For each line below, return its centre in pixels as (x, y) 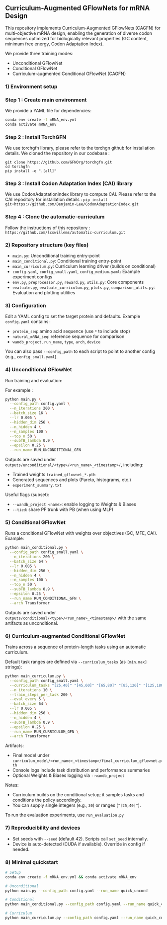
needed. (21, 849)
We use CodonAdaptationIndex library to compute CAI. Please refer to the (81, 194)
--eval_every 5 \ (28, 699)
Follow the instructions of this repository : (48, 228)
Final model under (31, 756)
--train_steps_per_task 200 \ (41, 695)
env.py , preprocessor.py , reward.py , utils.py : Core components (78, 282)
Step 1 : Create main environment (46, 100)
